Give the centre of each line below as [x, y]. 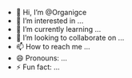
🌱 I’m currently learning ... [58, 29]
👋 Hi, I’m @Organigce [51, 12]
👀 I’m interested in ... [50, 21]
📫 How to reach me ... [53, 47]
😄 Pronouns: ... [42, 58]
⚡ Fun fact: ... [38, 67]
